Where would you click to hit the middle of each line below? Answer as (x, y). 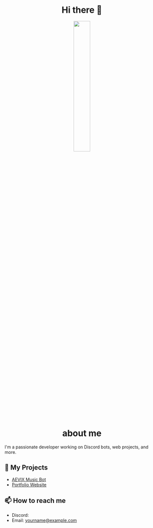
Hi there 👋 (82, 10)
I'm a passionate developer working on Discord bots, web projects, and (76, 447)
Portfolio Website (29, 485)
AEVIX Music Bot (29, 479)
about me (82, 433)
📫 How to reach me (35, 501)
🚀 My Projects (26, 468)
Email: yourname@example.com (44, 520)
